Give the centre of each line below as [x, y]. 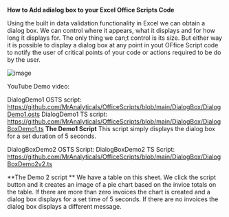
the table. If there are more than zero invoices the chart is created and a [109, 192]
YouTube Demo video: [39, 86]
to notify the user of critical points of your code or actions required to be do [114, 52]
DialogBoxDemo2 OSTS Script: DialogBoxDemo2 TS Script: [91, 149]
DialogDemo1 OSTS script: [44, 100]
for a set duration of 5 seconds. [52, 136]
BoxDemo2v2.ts [30, 164]
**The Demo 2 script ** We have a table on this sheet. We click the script [112, 177]
